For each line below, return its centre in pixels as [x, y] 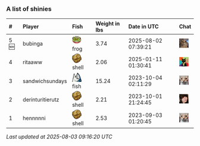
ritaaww [33, 62]
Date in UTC [143, 27]
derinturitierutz [41, 99]
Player [31, 27]
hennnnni [34, 118]
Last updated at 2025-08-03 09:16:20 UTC [60, 137]
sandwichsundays [45, 81]
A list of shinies [29, 9]
